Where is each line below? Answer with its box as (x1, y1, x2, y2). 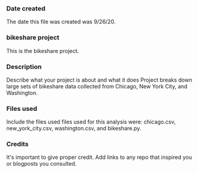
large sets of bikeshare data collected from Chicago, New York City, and (6, 82, 188, 90)
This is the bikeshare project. (6, 47, 79, 54)
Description (6, 62, 42, 71)
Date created (6, 4, 46, 13)
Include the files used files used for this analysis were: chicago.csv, (6, 118, 176, 125)
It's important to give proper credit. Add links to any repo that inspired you (6, 154, 193, 161)
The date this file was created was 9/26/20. (6, 18, 116, 26)
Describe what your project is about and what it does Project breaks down (6, 76, 193, 83)
